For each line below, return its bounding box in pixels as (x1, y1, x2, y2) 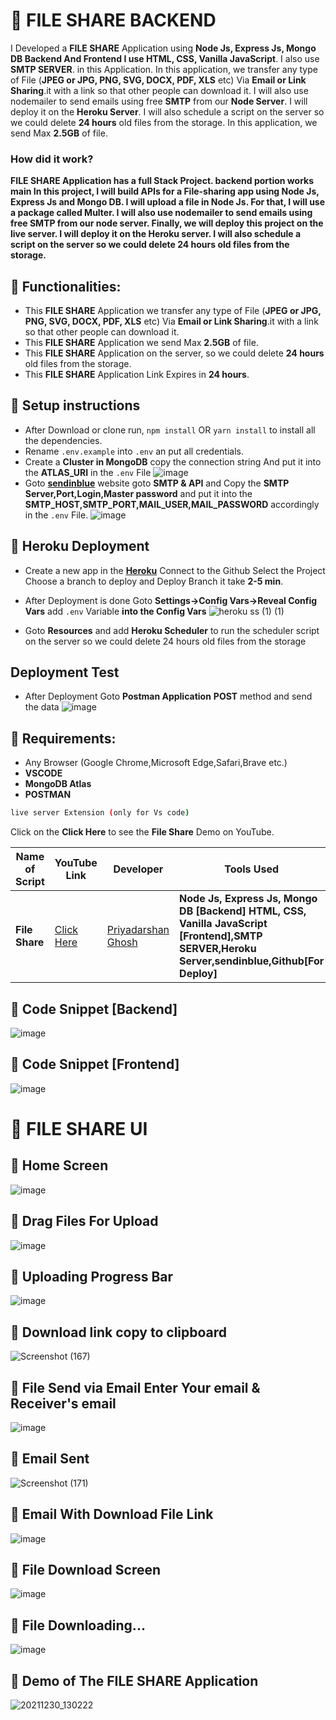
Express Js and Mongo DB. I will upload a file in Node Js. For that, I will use (10, 196, 326, 208)
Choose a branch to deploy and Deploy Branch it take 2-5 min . (24, 575, 284, 587)
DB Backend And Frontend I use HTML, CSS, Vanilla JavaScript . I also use (10, 52, 320, 64)
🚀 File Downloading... (10, 1617, 146, 1634)
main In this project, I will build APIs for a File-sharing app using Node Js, (10, 185, 320, 198)
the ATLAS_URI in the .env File (24, 466, 152, 478)
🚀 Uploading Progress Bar (10, 1269, 174, 1285)
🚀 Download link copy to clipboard (10, 1324, 228, 1341)
